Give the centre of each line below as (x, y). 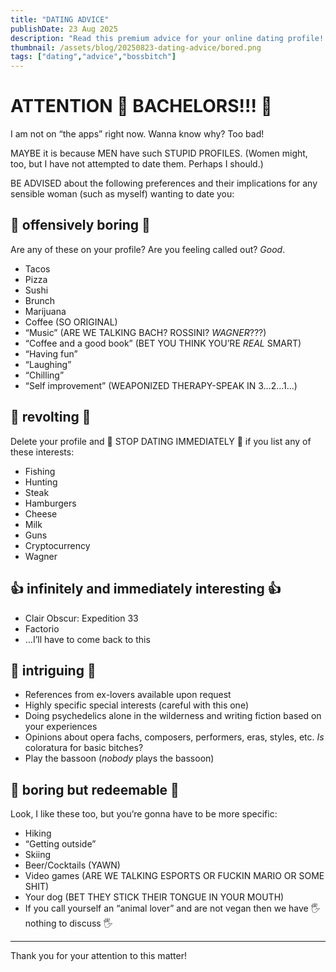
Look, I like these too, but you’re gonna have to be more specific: (144, 814)
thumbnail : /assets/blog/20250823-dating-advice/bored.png (136, 47)
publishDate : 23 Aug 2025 (64, 29)
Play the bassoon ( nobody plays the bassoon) (119, 758)
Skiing (38, 855)
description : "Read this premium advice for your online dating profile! (167, 38)
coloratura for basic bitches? (84, 748)
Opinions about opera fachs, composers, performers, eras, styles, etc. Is (174, 737)
